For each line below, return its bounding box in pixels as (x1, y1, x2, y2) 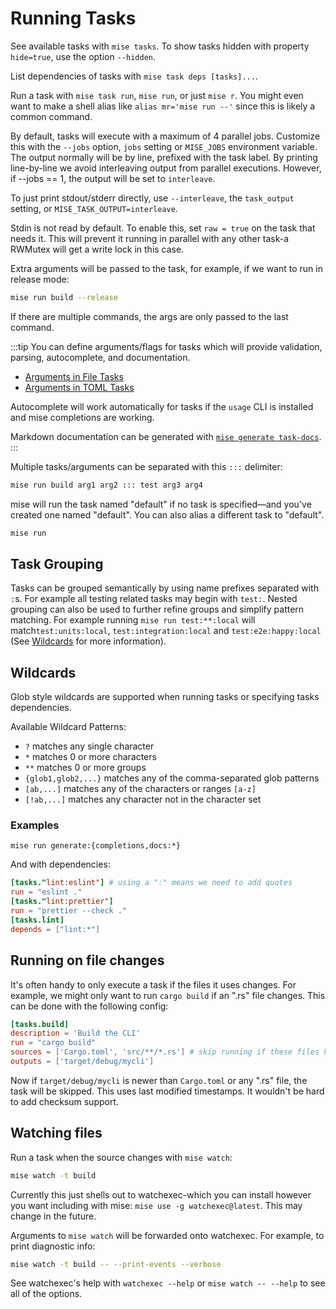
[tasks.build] (10, 1019, 70, 1029)
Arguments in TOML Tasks (24, 381, 135, 393)
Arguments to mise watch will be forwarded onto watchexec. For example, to (10, 1229, 325, 1241)
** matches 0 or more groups (24, 762, 147, 774)
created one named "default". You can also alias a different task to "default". (10, 508, 325, 521)
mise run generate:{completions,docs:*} (10, 841, 182, 851)
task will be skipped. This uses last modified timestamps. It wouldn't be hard (10, 1085, 325, 1097)
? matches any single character (24, 740, 155, 752)
